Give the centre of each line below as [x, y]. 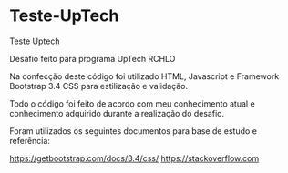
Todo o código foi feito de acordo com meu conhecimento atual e [132, 103]
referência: [30, 140]
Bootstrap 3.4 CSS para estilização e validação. [99, 86]
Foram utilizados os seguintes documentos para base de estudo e [134, 131]
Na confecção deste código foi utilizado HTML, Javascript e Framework [144, 76]
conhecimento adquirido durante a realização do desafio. [117, 113]
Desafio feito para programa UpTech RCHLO [93, 58]
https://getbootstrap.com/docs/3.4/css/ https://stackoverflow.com [134, 158]
